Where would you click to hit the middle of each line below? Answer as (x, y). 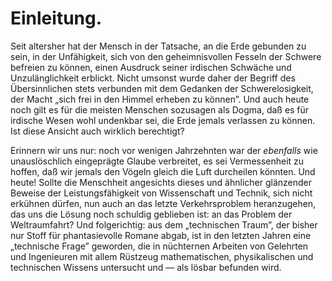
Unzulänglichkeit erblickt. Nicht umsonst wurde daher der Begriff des (153, 78)
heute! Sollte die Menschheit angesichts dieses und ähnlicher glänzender (161, 182)
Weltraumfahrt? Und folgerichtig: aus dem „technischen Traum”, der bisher (164, 224)
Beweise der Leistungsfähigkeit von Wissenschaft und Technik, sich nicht (161, 193)
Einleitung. (56, 18)
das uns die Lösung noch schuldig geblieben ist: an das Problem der (151, 214)
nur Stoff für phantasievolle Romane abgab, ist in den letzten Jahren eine (161, 235)
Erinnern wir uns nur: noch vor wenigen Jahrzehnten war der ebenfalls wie (164, 150)
